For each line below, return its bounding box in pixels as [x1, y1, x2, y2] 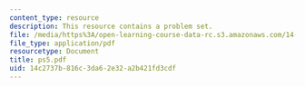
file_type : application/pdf [9, 38, 116, 48]
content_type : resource [9, 13, 100, 23]
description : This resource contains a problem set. [9, 22, 213, 31]
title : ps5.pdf [9, 55, 67, 64]
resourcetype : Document [9, 47, 100, 56]
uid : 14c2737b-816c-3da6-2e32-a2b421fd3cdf [9, 64, 177, 73]
